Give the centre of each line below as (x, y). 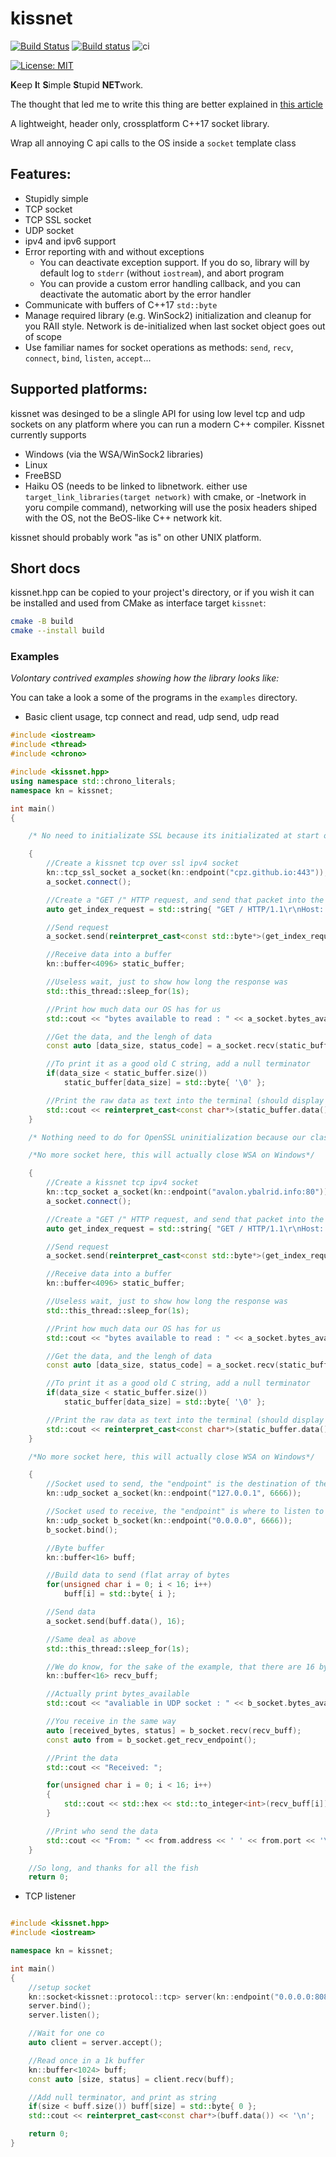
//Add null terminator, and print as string (122, 2097)
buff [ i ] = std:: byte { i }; (120, 1594)
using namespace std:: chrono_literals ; (93, 781)
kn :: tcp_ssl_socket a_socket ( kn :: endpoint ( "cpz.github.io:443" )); (187, 873)
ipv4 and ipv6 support (70, 241)
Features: (41, 174)
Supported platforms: (79, 389)
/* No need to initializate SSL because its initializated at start (174, 836)
